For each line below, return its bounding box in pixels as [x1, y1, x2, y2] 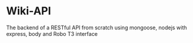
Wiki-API [6, 4, 51, 18]
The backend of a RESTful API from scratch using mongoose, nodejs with [6, 24, 187, 31]
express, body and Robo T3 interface [6, 30, 98, 37]
